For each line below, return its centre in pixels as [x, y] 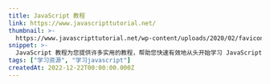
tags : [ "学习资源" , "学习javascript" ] [70, 61]
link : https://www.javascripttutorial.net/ [82, 23]
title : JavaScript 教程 [47, 16]
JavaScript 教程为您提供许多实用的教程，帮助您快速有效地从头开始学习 [119, 53]
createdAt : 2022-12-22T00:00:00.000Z [72, 68]
